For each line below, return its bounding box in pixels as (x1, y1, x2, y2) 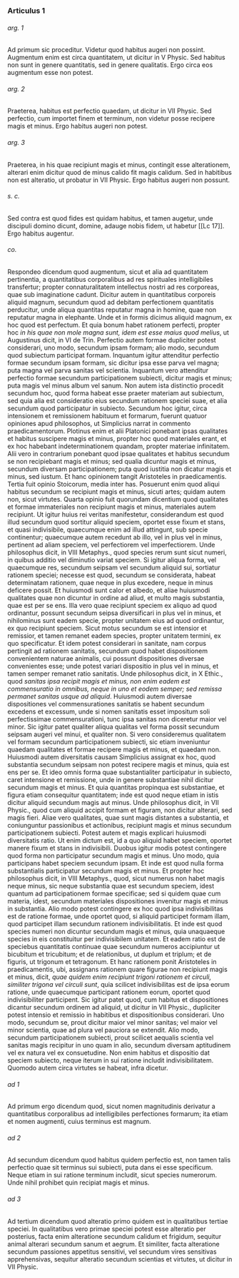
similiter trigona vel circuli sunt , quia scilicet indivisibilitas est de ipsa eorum (7, 980, 230, 988)
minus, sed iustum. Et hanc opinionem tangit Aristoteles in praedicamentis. (7, 472, 227, 480)
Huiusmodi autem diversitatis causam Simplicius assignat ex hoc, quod (7, 752, 216, 761)
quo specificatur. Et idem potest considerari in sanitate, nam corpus (7, 639, 207, 647)
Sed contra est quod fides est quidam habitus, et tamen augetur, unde (7, 213, 213, 223)
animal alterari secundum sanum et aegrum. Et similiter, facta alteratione (7, 1239, 220, 1248)
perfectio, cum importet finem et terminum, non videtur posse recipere (7, 114, 215, 123)
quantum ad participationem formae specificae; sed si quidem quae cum (7, 889, 221, 898)
